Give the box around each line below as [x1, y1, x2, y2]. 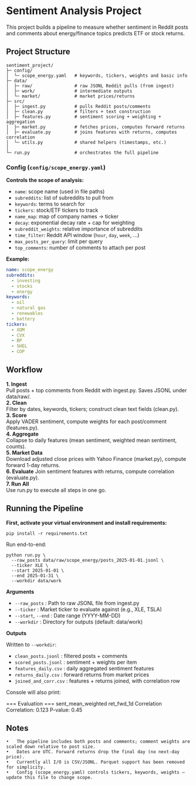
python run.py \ [6, 552, 46, 558]
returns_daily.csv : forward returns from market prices [14, 671, 150, 678]
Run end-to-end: [6, 541, 47, 548]
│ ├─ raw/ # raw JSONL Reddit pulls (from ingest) [6, 83, 175, 89]
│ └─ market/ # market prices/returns [6, 93, 135, 99]
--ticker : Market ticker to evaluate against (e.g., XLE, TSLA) [14, 606, 163, 613]
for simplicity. [6, 764, 46, 770]
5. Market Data [6, 449, 43, 456]
